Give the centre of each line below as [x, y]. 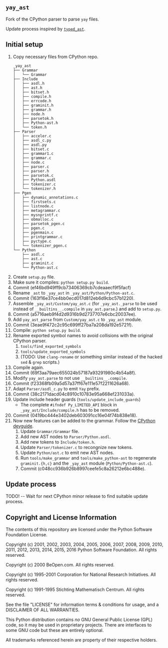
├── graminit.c [38, 263]
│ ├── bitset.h [31, 92]
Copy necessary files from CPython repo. [56, 57]
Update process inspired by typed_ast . [45, 29]
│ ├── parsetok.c [33, 175]
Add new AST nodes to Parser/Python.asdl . [65, 437]
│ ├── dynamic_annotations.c [45, 197]
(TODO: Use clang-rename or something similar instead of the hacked [91, 357]
